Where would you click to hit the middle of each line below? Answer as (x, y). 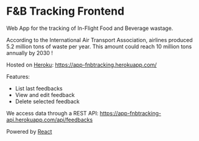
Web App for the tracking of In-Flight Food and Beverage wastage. (90, 28)
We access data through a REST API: (52, 113)
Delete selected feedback (47, 101)
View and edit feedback (45, 95)
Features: (18, 76)
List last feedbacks (39, 88)
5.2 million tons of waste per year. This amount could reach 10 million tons (99, 46)
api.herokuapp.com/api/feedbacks (50, 120)
